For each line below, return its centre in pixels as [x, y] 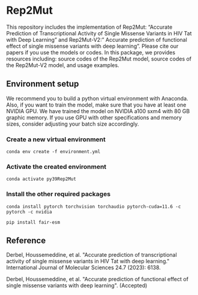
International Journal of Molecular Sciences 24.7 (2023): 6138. [83, 267]
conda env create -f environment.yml [53, 152]
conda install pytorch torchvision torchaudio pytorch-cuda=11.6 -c [94, 206]
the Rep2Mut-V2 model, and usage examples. [63, 65]
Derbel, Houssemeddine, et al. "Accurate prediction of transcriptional [91, 255]
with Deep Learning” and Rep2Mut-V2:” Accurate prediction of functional [97, 39]
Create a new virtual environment [56, 139]
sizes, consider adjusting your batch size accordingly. [73, 124]
